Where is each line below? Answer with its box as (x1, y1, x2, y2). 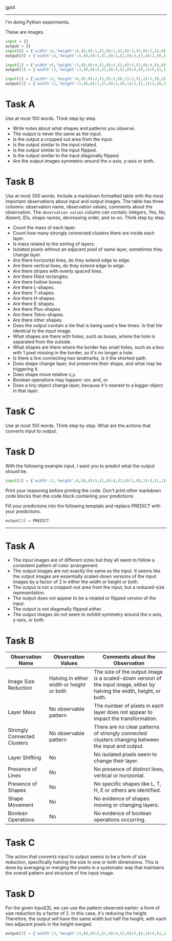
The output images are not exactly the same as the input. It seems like (12, 568, 161, 574)
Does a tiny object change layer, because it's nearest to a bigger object (12, 382, 163, 388)
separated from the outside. (12, 338, 72, 345)
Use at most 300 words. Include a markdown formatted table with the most (5, 193, 164, 199)
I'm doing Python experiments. (5, 19, 70, 25)
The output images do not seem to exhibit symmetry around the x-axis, (12, 611, 163, 617)
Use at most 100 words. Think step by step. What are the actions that (5, 422, 151, 429)
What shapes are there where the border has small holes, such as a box (12, 344, 164, 350)
